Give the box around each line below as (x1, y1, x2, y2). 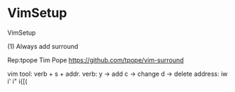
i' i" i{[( (7, 76, 28, 86)
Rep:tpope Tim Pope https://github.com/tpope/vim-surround (7, 55, 184, 64)
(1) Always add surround (7, 42, 79, 50)
